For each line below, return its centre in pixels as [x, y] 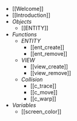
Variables [24, 105]
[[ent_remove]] [49, 54]
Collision [32, 79]
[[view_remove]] [51, 73]
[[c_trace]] [43, 86]
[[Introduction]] [31, 15]
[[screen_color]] [41, 112]
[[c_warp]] [43, 99]
